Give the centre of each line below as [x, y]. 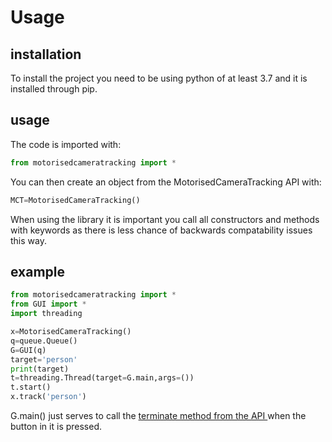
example [38, 271]
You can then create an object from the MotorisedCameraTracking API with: [166, 182]
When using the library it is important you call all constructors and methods [165, 219]
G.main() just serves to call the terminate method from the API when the [158, 415]
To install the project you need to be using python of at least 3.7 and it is [159, 78]
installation [46, 54]
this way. [28, 240]
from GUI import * [48, 304]
